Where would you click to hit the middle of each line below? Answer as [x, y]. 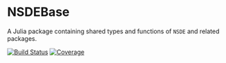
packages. [22, 38]
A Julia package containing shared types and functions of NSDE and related [113, 31]
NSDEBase [39, 12]
